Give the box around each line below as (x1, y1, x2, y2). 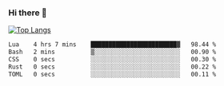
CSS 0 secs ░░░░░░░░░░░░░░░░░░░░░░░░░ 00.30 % (8, 56, 217, 64)
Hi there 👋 (8, 7, 48, 18)
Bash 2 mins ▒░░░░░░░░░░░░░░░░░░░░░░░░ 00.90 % (8, 48, 217, 57)
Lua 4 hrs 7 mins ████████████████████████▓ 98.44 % (8, 41, 217, 49)
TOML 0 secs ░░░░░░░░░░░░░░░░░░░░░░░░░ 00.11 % (8, 70, 217, 78)
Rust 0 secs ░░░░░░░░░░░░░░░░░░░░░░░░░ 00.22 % (8, 63, 217, 71)
